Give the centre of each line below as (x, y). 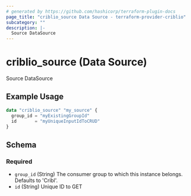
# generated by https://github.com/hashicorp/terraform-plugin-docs (91, 11)
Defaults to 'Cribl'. (36, 180)
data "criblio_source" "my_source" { (52, 110)
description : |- (26, 28)
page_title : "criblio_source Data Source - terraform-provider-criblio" (96, 17)
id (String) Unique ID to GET (48, 187)
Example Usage (35, 97)
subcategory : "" (26, 22)
